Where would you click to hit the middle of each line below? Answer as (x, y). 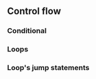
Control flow (34, 11)
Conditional (27, 31)
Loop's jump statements (48, 68)
